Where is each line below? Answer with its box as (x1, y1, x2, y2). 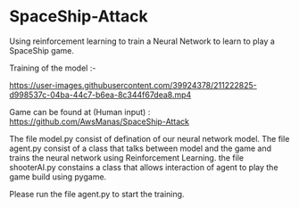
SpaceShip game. (9, 45, 74, 55)
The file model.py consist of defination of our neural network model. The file (9, 133, 290, 144)
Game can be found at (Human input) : (9, 106, 151, 117)
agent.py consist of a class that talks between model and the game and (9, 143, 272, 154)
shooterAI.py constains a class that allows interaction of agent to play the (9, 162, 278, 172)
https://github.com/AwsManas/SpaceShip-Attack (9, 116, 190, 127)
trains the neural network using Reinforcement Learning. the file (9, 152, 244, 162)
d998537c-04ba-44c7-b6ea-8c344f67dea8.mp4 (9, 89, 192, 100)
